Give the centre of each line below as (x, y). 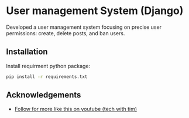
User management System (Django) (95, 11)
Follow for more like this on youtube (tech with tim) (76, 109)
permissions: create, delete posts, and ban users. (66, 33)
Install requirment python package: (48, 66)
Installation (27, 52)
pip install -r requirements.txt (47, 77)
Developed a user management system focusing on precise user (84, 27)
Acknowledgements (44, 95)
